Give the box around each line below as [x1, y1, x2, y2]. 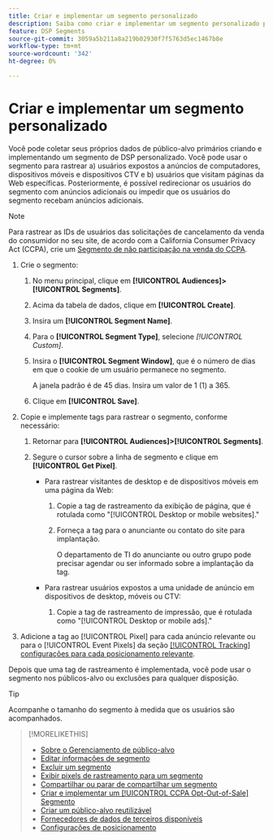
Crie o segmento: [19, 259, 79, 269]
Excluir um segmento [40, 762, 111, 772]
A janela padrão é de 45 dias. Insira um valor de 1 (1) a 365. [32, 380, 231, 390]
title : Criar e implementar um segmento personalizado [8, 11, 198, 20]
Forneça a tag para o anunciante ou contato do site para [56, 525, 245, 535]
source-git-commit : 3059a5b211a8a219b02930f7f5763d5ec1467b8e [8, 34, 223, 43]
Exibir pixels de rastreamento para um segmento [40, 770, 203, 781]
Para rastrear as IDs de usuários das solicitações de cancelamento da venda [8, 227, 265, 237]
